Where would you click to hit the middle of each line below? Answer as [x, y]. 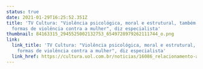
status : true [23, 12]
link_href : [25, 56]
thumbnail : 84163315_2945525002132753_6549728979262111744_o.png [90, 34]
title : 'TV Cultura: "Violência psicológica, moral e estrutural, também [101, 23]
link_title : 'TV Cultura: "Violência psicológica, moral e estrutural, [104, 46]
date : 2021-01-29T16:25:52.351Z [47, 17]
